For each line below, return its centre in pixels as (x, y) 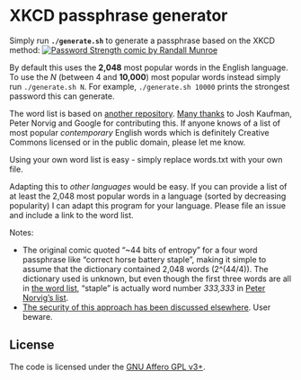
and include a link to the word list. (71, 215)
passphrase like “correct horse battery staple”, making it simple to (144, 259)
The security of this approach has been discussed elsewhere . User (146, 307)
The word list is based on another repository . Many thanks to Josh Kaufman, (150, 113)
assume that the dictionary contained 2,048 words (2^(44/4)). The (145, 269)
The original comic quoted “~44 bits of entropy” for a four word (140, 250)
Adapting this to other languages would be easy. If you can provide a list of (148, 186)
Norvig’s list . (45, 297)
